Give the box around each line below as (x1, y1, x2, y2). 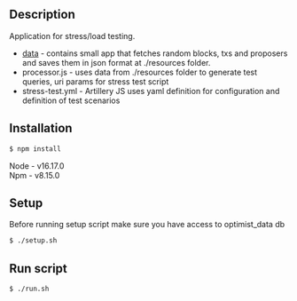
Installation (9, 121, 73, 136)
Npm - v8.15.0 (9, 170, 60, 180)
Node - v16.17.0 (9, 160, 65, 171)
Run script (9, 261, 68, 276)
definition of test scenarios (21, 95, 121, 106)
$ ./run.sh (9, 284, 50, 293)
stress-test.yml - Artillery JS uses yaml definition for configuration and (21, 85, 280, 96)
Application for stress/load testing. (9, 30, 136, 41)
